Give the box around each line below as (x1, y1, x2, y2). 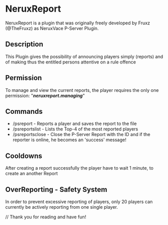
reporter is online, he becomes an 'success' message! (12, 137, 126, 143)
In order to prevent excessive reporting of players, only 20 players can (5, 199, 153, 205)
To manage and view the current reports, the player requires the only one (5, 87, 159, 93)
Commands (5, 107, 43, 116)
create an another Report (5, 171, 58, 177)
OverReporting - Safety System (5, 185, 107, 194)
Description (5, 40, 43, 49)
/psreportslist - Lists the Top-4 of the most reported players (12, 126, 138, 132)
